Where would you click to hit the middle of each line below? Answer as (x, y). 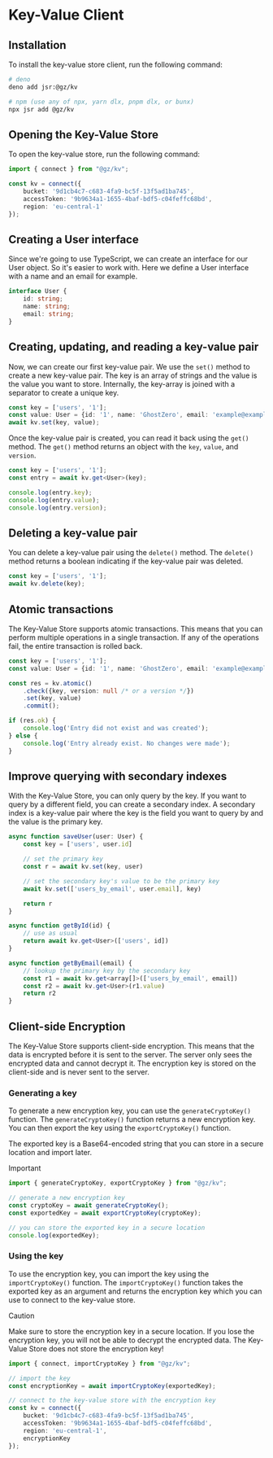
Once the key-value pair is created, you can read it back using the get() (129, 438)
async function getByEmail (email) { (70, 963)
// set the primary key (63, 859)
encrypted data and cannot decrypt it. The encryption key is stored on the (132, 1063)
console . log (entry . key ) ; (50, 493)
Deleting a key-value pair (73, 533)
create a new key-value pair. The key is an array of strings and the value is (133, 375)
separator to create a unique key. (64, 392)
